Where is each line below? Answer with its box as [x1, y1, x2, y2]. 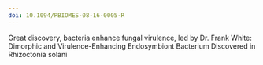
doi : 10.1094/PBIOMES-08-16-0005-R [8, 11, 125, 20]
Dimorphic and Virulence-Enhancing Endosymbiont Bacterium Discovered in [8, 41, 256, 51]
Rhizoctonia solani [8, 49, 68, 59]
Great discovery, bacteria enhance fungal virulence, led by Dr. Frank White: [8, 33, 252, 42]
